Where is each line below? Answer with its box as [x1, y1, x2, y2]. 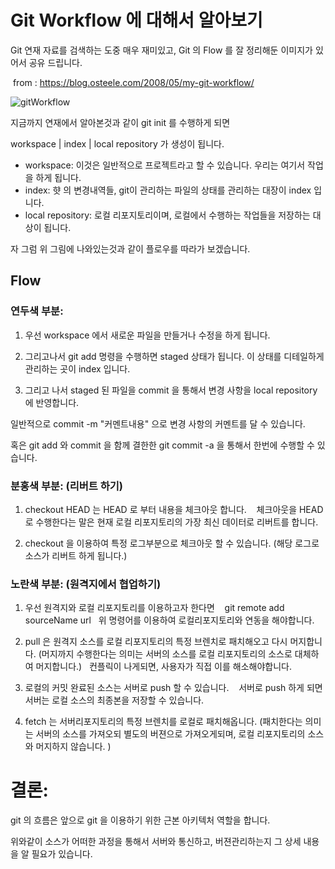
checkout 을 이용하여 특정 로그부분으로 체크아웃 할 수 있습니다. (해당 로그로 [24, 537, 320, 549]
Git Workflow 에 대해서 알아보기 [10, 9, 263, 32]
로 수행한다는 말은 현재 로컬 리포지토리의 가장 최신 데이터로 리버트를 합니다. [24, 516, 319, 528]
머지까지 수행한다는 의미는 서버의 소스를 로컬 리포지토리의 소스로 [41, 648, 293, 660]
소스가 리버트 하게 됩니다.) [24, 549, 128, 561]
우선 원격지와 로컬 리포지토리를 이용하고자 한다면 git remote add [24, 602, 285, 614]
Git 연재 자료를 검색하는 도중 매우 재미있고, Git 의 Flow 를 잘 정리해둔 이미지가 [10, 44, 313, 56]
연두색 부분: [10, 304, 64, 318]
